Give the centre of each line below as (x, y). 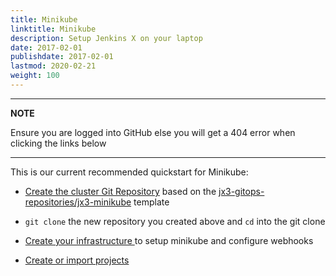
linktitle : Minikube (53, 29)
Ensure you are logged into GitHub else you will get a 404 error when (153, 132)
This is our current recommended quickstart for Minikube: (129, 172)
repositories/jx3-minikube (78, 202)
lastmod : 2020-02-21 (53, 66)
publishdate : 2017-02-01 (62, 57)
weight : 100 (35, 76)
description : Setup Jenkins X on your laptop (106, 38)
